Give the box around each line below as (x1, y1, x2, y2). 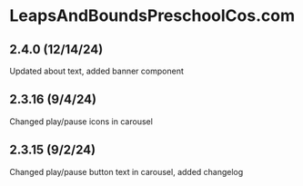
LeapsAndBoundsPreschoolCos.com (9, 5, 296, 26)
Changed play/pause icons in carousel (9, 115, 153, 127)
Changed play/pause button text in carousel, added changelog (9, 166, 244, 177)
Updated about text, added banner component (9, 65, 184, 76)
